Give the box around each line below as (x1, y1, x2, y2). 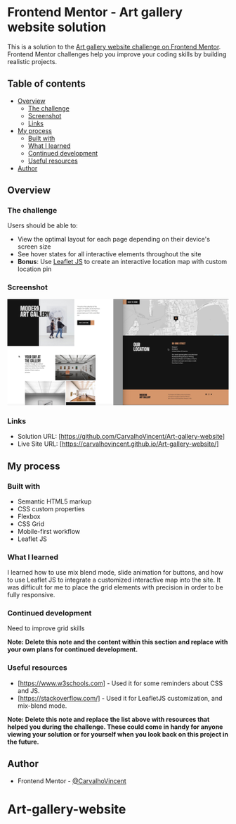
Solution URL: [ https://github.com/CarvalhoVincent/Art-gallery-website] (17, 432, 225, 441)
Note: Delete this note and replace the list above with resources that (7, 715, 210, 723)
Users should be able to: (7, 221, 79, 230)
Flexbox (17, 512, 41, 520)
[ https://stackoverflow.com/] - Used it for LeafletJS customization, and (17, 694, 223, 702)
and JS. (17, 686, 40, 694)
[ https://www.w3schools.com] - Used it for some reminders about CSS (17, 679, 223, 687)
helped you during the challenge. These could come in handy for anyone (7, 723, 223, 731)
